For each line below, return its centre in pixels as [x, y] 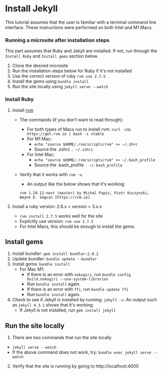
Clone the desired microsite [40, 66]
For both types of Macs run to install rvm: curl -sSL [79, 129]
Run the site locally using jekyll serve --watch [60, 87]
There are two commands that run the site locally [62, 338]
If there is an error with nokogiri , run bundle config [79, 275]
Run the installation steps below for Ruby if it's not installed [72, 71]
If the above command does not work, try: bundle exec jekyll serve [81, 352]
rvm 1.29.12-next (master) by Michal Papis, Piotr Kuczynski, [84, 193]
